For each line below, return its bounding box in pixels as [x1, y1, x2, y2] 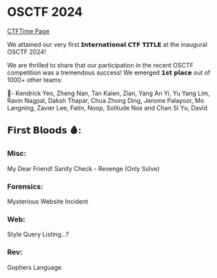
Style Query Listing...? [7, 230, 70, 239]
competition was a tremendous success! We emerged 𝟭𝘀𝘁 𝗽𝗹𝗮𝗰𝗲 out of [7, 68, 211, 77]
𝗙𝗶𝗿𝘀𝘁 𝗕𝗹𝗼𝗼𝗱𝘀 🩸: [7, 125, 81, 137]
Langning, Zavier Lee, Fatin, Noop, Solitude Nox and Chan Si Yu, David [7, 103, 208, 112]
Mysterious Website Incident [7, 197, 88, 206]
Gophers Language [7, 263, 62, 271]
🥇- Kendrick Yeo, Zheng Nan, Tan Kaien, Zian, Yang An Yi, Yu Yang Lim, [7, 89, 210, 97]
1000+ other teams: [7, 75, 63, 83]
